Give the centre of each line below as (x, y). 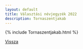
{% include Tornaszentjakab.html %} (42, 33)
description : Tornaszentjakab (36, 18)
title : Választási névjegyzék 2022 (41, 14)
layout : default (21, 9)
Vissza (12, 42)
